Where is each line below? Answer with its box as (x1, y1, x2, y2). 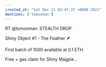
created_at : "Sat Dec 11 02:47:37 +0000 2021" (5, 7, 102, 12)
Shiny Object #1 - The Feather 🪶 (5, 35, 71, 41)
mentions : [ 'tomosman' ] (5, 12, 54, 17)
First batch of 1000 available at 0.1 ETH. (5, 46, 85, 52)
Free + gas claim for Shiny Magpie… (5, 56, 78, 62)
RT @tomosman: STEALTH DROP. (5, 25, 73, 31)
